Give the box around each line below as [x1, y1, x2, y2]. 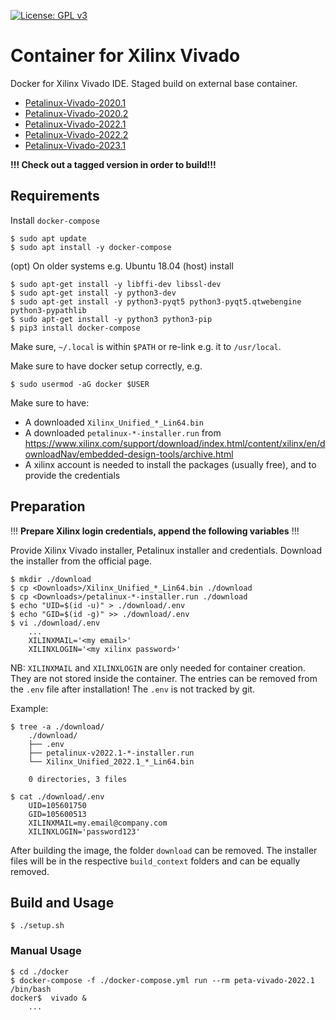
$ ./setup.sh [10, 921, 65, 931]
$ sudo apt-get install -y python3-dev [10, 288, 177, 298]
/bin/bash [10, 984, 52, 994]
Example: [10, 702, 49, 714]
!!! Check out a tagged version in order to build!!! [10, 158, 217, 170]
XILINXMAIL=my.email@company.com [28, 818, 168, 828]
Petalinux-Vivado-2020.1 [24, 96, 127, 109]
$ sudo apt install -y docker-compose [10, 242, 172, 252]
